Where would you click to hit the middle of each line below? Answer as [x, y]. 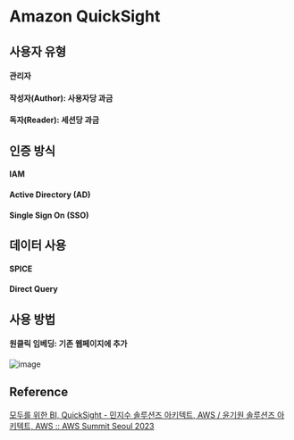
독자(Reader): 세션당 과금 [55, 120]
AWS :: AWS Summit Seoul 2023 [95, 426]
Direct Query [34, 289]
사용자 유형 [38, 51]
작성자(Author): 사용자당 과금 [61, 98]
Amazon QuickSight [85, 17]
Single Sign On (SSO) [49, 215]
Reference [39, 392]
